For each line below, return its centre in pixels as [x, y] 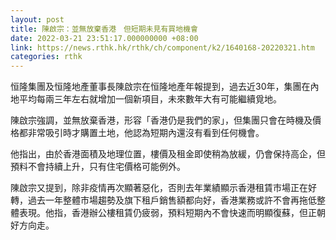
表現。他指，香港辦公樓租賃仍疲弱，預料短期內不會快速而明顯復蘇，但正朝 [172, 213]
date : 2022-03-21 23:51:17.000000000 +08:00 [104, 38]
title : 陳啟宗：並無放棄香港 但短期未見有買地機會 [104, 29]
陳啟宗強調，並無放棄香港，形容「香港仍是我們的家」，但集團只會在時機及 [161, 120]
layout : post [37, 19]
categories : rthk [46, 57]
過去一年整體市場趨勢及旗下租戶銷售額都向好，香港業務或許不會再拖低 [172, 200]
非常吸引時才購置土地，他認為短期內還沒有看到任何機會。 [146, 133]
